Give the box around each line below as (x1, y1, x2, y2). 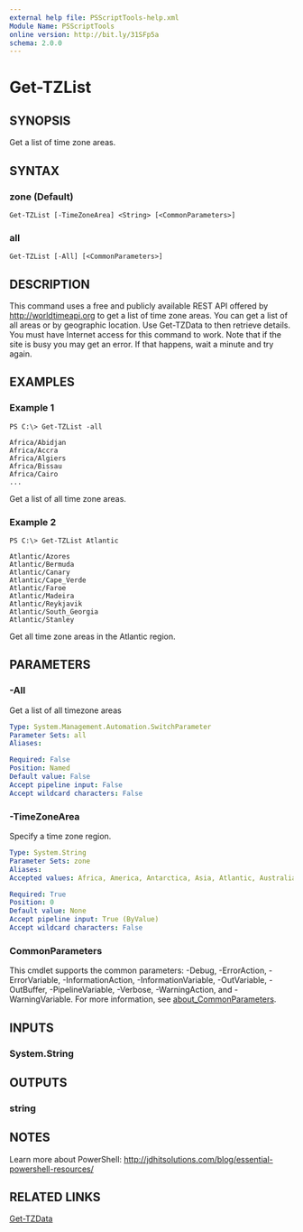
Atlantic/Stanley (9, 616, 75, 625)
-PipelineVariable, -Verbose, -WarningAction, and (49, 985, 233, 996)
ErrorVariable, (9, 975, 61, 986)
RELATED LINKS (9, 1190, 101, 1205)
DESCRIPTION (9, 276, 90, 292)
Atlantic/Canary (9, 568, 70, 578)
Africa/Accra (9, 446, 59, 455)
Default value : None (9, 906, 87, 916)
